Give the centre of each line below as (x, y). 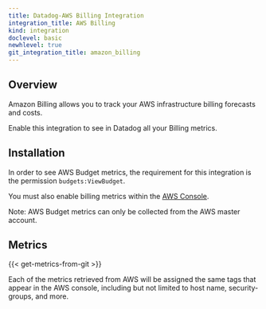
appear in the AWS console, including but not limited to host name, (117, 288)
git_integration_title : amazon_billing (74, 53)
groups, (21, 296)
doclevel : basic (35, 38)
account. (23, 220)
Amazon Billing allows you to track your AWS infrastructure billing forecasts (132, 104)
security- (243, 288)
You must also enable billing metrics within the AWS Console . (109, 196)
